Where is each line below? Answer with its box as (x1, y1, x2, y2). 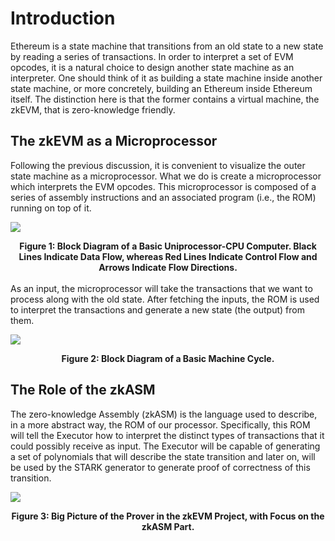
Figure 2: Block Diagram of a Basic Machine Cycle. (61, 352, 275, 364)
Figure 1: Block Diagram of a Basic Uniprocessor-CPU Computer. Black (19, 240, 317, 252)
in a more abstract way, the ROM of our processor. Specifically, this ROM (10, 418, 311, 431)
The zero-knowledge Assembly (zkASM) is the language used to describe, (10, 408, 318, 420)
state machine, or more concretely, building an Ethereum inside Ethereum (10, 82, 313, 94)
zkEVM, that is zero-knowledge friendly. (10, 103, 176, 116)
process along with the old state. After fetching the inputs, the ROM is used (10, 293, 320, 305)
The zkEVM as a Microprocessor (10, 133, 218, 150)
